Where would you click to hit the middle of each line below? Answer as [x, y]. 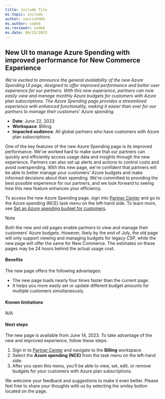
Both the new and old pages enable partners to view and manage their [77, 227]
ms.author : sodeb [23, 23]
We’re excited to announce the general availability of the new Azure [74, 80]
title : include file [26, 10]
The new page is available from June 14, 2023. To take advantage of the [79, 335]
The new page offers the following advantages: [53, 271]
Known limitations [24, 302]
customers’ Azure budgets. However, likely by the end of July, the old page [82, 233]
